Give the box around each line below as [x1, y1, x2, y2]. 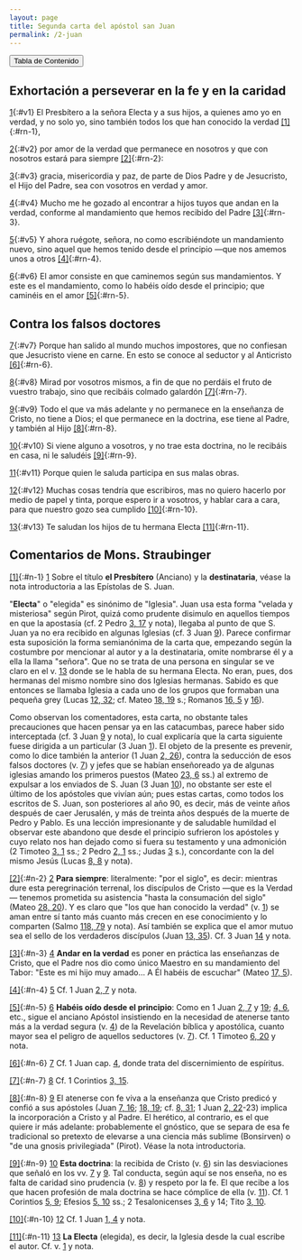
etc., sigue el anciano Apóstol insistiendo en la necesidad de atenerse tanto [9, 1011, 290, 1022]
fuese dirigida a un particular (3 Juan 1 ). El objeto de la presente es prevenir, [9, 740, 293, 751]
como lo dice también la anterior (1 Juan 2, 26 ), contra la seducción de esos [9, 750, 292, 761]
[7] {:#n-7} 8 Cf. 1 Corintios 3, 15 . [9, 1074, 129, 1086]
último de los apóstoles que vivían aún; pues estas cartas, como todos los [9, 788, 284, 799]
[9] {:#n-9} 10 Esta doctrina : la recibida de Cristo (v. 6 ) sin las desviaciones [9, 1157, 288, 1168]
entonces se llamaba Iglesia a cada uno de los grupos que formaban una [9, 684, 279, 695]
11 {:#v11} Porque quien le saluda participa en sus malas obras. [9, 468, 240, 478]
